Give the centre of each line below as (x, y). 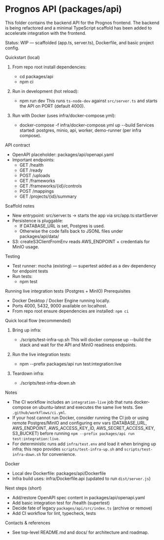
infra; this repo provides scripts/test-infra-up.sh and (68, 449)
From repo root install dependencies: (49, 67)
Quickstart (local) (23, 57)
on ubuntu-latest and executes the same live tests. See (87, 407)
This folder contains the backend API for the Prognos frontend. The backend (82, 23)
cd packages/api (36, 76)
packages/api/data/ (39, 236)
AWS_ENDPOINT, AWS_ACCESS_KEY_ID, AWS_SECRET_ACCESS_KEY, (83, 428)
